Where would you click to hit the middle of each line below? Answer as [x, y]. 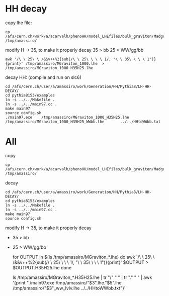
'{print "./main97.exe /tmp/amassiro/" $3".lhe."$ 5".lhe [67, 282]
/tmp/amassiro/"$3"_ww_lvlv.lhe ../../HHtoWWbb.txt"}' [69, 288]
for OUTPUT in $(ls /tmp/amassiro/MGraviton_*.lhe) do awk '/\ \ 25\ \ [83, 257]
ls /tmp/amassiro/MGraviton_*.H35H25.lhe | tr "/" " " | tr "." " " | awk [82, 277]
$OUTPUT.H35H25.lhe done [42, 267]
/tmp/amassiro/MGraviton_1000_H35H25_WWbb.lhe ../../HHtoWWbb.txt [83, 122]
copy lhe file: [19, 23]
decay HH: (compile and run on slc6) [43, 77]
